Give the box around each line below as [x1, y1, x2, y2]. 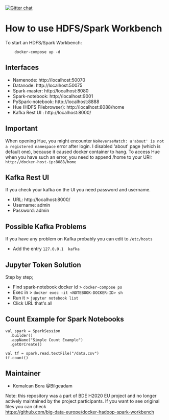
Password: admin [12, 207, 50, 214]
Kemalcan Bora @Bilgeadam [12, 383, 73, 389]
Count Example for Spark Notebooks [5, 315, 124, 324]
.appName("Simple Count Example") [10, 337, 83, 342]
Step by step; [5, 274, 33, 280]
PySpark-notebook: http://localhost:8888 [12, 98, 100, 105]
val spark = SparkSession [5, 328, 60, 334]
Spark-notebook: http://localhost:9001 [12, 93, 93, 99]
